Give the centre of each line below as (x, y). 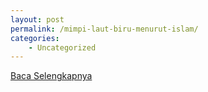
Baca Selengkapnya (51, 76)
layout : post (37, 19)
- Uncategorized (62, 47)
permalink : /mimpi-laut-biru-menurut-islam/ (104, 29)
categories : (35, 38)
